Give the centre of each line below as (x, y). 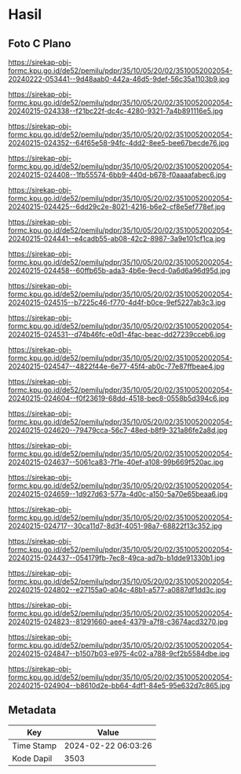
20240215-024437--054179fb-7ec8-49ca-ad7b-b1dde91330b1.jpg (117, 558)
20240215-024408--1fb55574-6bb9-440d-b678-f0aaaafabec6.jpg (117, 175)
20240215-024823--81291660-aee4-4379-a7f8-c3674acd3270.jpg (118, 622)
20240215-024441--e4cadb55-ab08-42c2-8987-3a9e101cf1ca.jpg (117, 238)
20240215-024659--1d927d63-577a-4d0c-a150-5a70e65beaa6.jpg (118, 494)
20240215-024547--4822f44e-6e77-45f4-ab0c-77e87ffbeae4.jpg (117, 366)
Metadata (32, 710)
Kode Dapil (32, 758)
